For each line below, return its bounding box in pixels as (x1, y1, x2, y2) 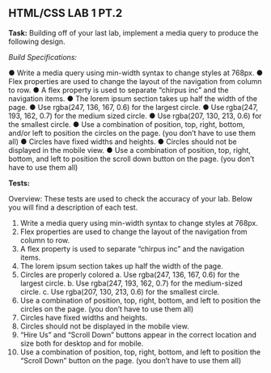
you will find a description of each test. (8, 202, 138, 212)
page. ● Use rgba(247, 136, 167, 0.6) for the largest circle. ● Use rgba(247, (8, 102, 259, 112)
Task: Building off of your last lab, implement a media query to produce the (8, 28, 259, 37)
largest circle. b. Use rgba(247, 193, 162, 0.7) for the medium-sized (19, 278, 243, 288)
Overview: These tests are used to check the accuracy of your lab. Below (8, 193, 253, 203)
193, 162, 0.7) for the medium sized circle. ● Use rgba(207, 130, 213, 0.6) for (8, 111, 262, 121)
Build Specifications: (8, 52, 78, 61)
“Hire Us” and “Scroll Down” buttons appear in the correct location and (19, 329, 257, 339)
